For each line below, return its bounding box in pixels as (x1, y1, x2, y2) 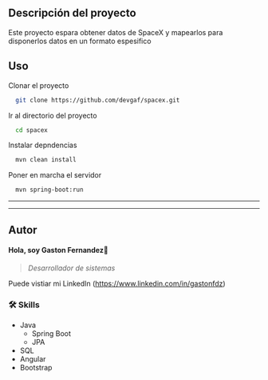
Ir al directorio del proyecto (8, 110, 97, 120)
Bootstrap (19, 363, 53, 373)
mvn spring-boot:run (15, 186, 84, 194)
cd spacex (15, 126, 48, 134)
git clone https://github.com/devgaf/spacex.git (15, 96, 180, 104)
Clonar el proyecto (8, 80, 69, 90)
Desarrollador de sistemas (27, 263, 116, 273)
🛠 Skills (8, 299, 40, 310)
